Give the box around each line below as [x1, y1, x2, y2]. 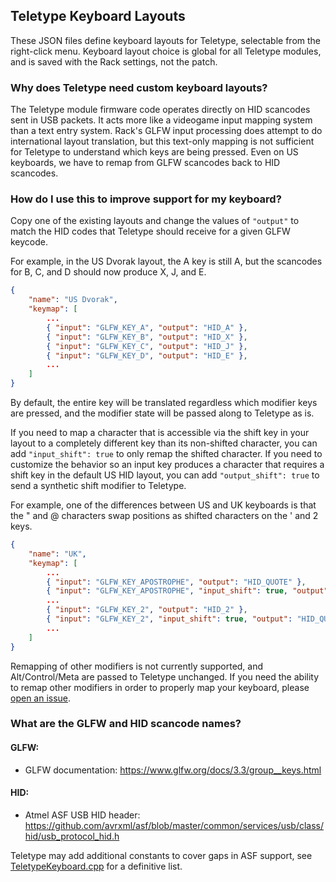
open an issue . [10, 692, 72, 704]
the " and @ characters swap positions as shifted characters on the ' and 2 [10, 510, 319, 522]
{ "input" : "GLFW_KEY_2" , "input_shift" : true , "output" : [46, 614, 293, 624]
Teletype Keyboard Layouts [10, 8, 186, 25]
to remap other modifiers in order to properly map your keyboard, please [10, 681, 310, 693]
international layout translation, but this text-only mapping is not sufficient [10, 135, 315, 148]
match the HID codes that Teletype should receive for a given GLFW [10, 225, 291, 238]
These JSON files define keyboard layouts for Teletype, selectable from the [10, 34, 322, 46]
